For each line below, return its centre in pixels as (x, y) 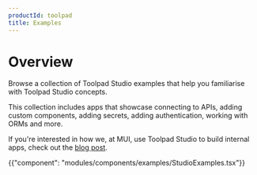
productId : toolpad (40, 15)
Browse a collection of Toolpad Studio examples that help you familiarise (127, 84)
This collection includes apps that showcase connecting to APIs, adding (125, 107)
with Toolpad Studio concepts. (58, 92)
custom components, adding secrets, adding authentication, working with (128, 116)
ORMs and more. (36, 124)
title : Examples (35, 23)
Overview (41, 62)
